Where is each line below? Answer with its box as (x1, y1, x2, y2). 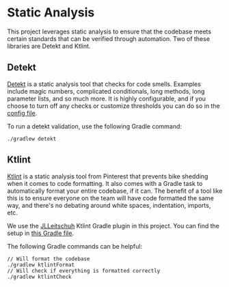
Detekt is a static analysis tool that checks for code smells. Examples (7, 80, 202, 88)
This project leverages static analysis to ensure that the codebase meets (7, 27, 212, 36)
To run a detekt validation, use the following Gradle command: (7, 122, 183, 131)
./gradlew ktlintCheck (7, 273, 72, 280)
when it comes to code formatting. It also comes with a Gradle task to (7, 179, 203, 187)
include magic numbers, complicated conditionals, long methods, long (7, 87, 205, 95)
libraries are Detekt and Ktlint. (7, 42, 91, 50)
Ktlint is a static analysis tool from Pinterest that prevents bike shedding (7, 172, 208, 180)
